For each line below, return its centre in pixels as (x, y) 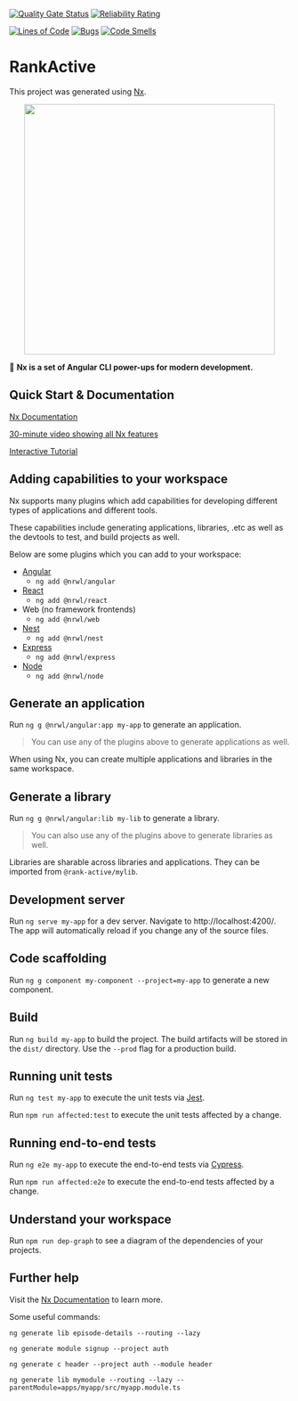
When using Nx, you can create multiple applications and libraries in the (141, 759)
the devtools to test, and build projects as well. (95, 537)
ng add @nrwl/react (72, 600)
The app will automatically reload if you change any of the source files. (139, 930)
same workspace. (42, 769)
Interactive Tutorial (44, 451)
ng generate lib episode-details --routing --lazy (105, 1333)
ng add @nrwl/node (69, 676)
